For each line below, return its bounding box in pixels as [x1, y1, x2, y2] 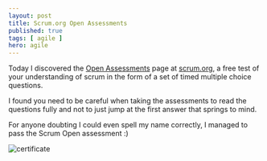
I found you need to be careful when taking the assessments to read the [8, 96, 247, 106]
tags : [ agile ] [8, 34, 63, 42]
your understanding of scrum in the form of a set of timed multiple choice [8, 72, 252, 82]
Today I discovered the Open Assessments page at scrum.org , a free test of [8, 63, 260, 73]
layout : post [8, 11, 52, 20]
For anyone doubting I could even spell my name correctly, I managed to [8, 120, 248, 130]
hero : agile [8, 42, 48, 50]
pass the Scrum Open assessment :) [8, 129, 129, 139]
